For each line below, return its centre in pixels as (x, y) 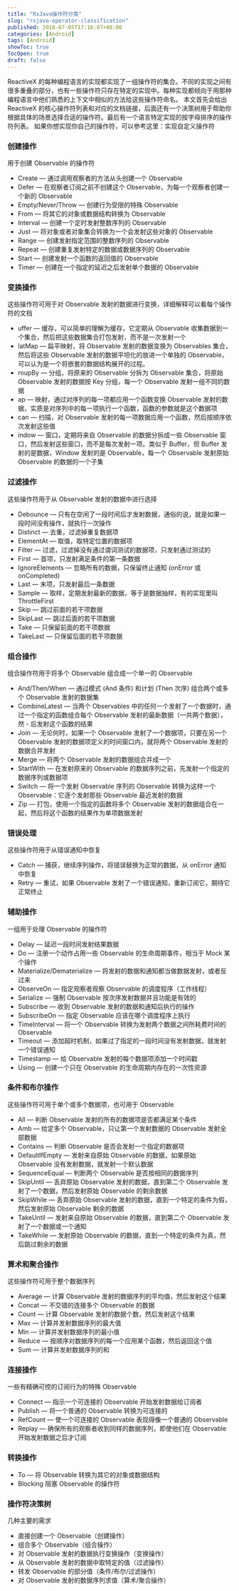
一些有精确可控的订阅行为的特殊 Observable (72, 1387)
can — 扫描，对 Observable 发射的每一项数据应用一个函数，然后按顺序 (121, 417)
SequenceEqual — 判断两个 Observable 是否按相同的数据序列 (108, 1173)
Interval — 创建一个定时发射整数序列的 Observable (92, 223)
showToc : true (28, 47)
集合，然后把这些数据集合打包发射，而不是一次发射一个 (105, 337)
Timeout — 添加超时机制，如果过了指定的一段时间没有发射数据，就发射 (122, 1040)
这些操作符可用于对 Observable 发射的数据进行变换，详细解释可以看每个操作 (119, 304)
